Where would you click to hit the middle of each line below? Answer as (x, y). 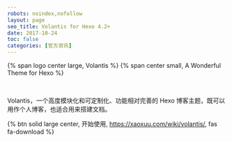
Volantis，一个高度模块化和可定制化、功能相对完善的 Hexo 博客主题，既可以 (116, 100)
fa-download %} (31, 132)
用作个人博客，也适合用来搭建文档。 (59, 109)
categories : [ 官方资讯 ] (39, 46)
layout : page (26, 20)
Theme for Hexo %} (36, 73)
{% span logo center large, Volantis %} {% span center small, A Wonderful (114, 65)
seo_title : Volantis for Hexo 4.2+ (59, 26)
